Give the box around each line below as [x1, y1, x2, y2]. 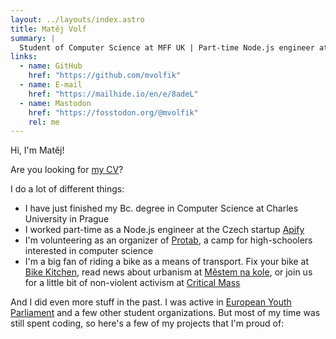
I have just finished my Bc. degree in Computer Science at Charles [24, 202, 299, 215]
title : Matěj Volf [10, 24, 87, 34]
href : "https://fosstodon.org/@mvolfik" [28, 107, 199, 118]
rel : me [28, 117, 60, 127]
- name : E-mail [19, 80, 83, 90]
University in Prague [24, 213, 110, 225]
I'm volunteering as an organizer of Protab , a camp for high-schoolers [24, 234, 313, 246]
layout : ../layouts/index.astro [10, 14, 145, 25]
